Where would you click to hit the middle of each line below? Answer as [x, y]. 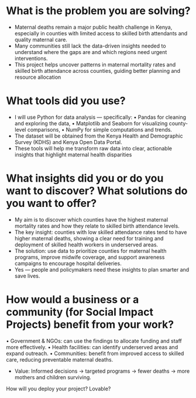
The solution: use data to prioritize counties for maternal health [90, 250]
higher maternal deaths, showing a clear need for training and [89, 238]
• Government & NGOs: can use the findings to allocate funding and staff [94, 341]
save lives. [27, 276]
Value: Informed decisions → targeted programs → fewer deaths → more [102, 371]
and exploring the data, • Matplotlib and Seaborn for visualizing [91, 123]
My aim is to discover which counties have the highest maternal [91, 219]
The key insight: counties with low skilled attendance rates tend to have [101, 232]
